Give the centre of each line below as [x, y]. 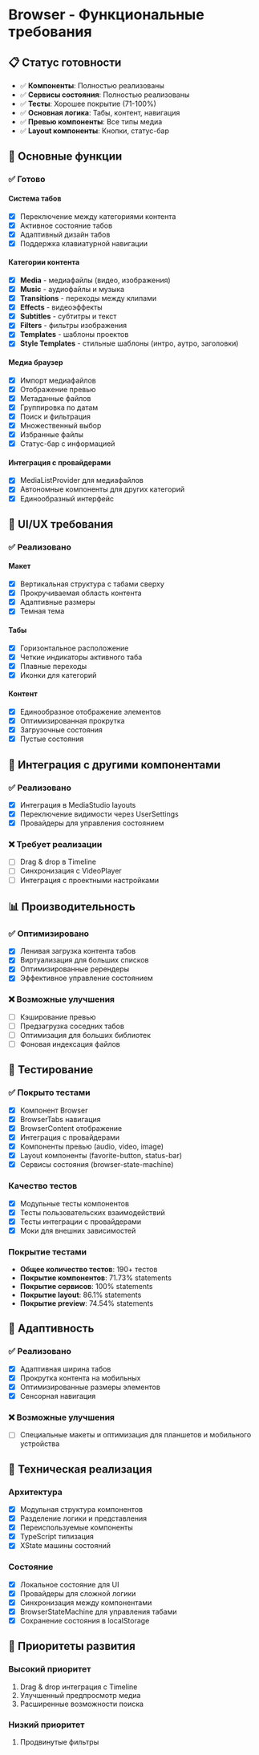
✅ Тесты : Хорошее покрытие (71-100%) [88, 103]
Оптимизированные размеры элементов [90, 1387]
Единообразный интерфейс [67, 498]
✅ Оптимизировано [49, 934]
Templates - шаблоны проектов [74, 334]
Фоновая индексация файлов [70, 1044]
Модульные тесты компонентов [75, 1203]
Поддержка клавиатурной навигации [84, 243]
